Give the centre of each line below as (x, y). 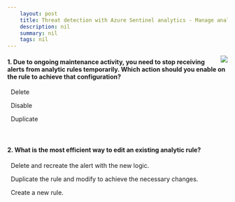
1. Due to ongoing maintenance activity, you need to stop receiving (106, 62)
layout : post (39, 14)
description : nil (45, 26)
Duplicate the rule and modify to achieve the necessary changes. (104, 179)
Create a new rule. (37, 192)
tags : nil (34, 40)
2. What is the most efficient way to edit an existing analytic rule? (104, 150)
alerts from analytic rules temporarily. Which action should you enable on (116, 69)
